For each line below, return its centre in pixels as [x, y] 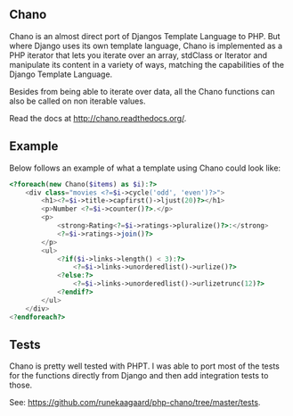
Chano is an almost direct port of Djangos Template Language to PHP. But [145, 36]
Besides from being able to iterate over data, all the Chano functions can [142, 91]
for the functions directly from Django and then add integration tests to [139, 376]
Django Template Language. [61, 74]
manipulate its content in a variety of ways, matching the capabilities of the [147, 64]
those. [21, 385]
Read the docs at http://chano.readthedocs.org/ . [98, 118]
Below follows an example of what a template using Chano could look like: [145, 168]
